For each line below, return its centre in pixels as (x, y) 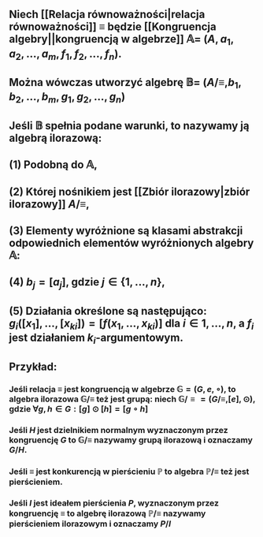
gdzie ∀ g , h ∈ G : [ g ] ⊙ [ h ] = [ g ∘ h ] (79, 408)
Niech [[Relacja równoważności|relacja (107, 15)
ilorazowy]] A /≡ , (49, 204)
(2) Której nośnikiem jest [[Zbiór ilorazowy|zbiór (130, 191)
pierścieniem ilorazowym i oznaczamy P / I (90, 524)
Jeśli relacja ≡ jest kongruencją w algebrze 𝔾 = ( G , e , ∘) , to (122, 389)
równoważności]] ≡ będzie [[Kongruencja (113, 27)
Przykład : (33, 366)
